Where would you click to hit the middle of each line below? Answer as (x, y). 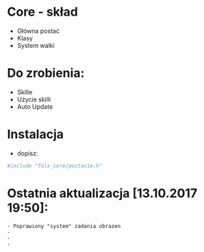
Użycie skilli (34, 99)
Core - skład (43, 12)
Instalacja (35, 135)
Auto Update (35, 106)
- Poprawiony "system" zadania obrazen (64, 226)
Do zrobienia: (46, 73)
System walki (36, 45)
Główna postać (38, 31)
